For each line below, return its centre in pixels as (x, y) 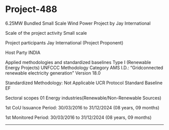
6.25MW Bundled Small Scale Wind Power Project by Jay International (78, 23)
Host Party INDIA (23, 52)
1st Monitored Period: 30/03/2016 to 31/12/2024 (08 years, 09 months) (78, 117)
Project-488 (31, 9)
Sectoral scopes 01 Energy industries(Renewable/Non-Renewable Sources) (83, 98)
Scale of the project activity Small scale (46, 33)
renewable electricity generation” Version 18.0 (53, 73)
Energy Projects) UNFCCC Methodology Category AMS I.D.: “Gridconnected (84, 68)
